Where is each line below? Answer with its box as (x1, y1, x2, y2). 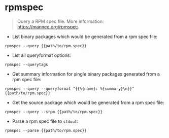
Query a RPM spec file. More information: (17, 18, 105, 24)
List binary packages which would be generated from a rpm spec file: (12, 33, 158, 40)
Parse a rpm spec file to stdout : (12, 118, 79, 124)
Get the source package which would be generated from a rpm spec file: (12, 99, 164, 106)
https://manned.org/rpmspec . (17, 23, 80, 29)
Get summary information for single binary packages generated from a (12, 71, 160, 77)
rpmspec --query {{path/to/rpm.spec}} (5, 43, 87, 48)
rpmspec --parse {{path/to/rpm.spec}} (5, 128, 87, 133)
